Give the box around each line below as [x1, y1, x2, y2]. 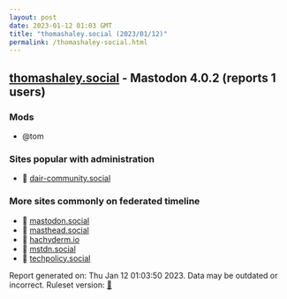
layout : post [9, 12, 57, 22]
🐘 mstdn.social [21, 243, 77, 254]
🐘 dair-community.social [21, 173, 111, 184]
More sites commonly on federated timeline [9, 195, 200, 208]
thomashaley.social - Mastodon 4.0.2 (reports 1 [9, 70, 276, 85]
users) [9, 84, 46, 99]
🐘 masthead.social [21, 225, 90, 235]
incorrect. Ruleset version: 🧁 [9, 280, 112, 290]
